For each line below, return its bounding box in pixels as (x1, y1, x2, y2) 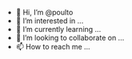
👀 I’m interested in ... (15, 16, 84, 26)
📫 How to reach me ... (15, 42, 90, 51)
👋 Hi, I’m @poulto (15, 8, 74, 17)
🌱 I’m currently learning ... (15, 25, 102, 33)
